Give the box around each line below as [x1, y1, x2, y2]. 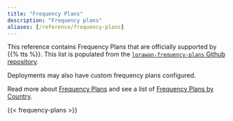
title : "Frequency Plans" [7, 10, 83, 18]
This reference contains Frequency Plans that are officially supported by [7, 43, 217, 51]
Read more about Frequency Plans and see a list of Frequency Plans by [7, 85, 214, 94]
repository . [7, 58, 39, 66]
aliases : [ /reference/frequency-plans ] [7, 23, 125, 30]
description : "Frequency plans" [7, 17, 102, 24]
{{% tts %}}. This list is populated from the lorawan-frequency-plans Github [7, 50, 226, 58]
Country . [7, 92, 33, 101]
